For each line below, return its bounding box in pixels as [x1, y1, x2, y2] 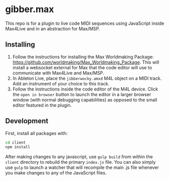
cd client [5, 140, 26, 145]
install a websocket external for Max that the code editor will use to [12, 64, 152, 70]
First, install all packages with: [5, 130, 68, 136]
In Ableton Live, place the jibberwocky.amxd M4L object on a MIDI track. [12, 75, 162, 81]
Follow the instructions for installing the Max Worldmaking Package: [12, 54, 154, 60]
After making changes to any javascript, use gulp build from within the [5, 154, 153, 160]
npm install [5, 145, 30, 150]
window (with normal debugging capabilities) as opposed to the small [12, 97, 157, 103]
